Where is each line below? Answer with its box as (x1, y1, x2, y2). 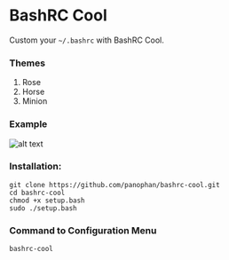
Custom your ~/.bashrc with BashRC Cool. (9, 35, 164, 45)
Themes (9, 57, 46, 69)
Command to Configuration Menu (9, 224, 157, 236)
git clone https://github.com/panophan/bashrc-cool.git (9, 180, 220, 189)
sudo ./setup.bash (9, 203, 77, 213)
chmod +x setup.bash (9, 196, 86, 205)
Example (9, 118, 48, 130)
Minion (21, 96, 48, 106)
